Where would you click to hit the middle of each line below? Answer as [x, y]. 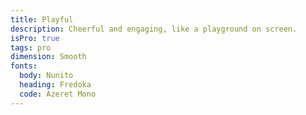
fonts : [24, 66]
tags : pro [31, 47]
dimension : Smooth [48, 57]
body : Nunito [46, 76]
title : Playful [42, 19]
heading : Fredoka [55, 85]
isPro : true [35, 38]
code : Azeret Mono [58, 94]
